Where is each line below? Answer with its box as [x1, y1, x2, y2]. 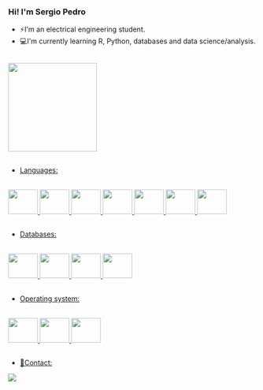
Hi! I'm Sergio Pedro [8, 6, 87, 17]
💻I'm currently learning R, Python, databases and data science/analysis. [19, 36, 256, 46]
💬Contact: [19, 358, 53, 368]
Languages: [19, 165, 58, 175]
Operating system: [19, 294, 80, 303]
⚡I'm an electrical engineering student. [19, 24, 146, 34]
